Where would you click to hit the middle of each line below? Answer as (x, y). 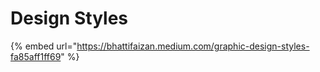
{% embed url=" (44, 46)
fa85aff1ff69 (36, 56)
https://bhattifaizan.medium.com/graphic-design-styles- (193, 46)
